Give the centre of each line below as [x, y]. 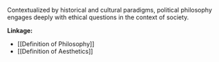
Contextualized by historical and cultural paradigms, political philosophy [109, 10]
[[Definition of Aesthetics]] [55, 51]
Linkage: [20, 31]
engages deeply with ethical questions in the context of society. [98, 17]
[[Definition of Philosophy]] [56, 44]
